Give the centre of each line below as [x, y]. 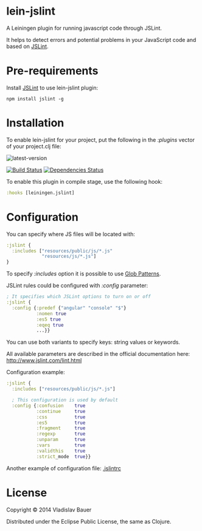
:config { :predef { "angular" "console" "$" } [69, 308]
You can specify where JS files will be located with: [71, 234]
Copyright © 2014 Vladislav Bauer [49, 510]
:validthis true [61, 451]
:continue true [61, 411]
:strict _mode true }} [64, 456]
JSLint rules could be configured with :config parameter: [77, 286]
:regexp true [61, 434]
